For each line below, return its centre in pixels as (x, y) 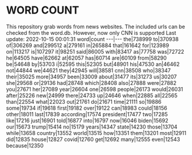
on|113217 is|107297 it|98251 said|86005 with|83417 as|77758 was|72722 (95, 51)
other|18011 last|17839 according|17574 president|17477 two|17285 (87, 114)
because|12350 (25, 146)
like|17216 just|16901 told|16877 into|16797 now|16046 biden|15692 (87, 120)
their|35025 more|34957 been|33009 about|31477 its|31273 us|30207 (92, 77)
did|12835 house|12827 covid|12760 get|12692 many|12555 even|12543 (93, 139)
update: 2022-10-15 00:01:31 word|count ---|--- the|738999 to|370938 (92, 39)
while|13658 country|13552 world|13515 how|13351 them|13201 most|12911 (96, 133)
